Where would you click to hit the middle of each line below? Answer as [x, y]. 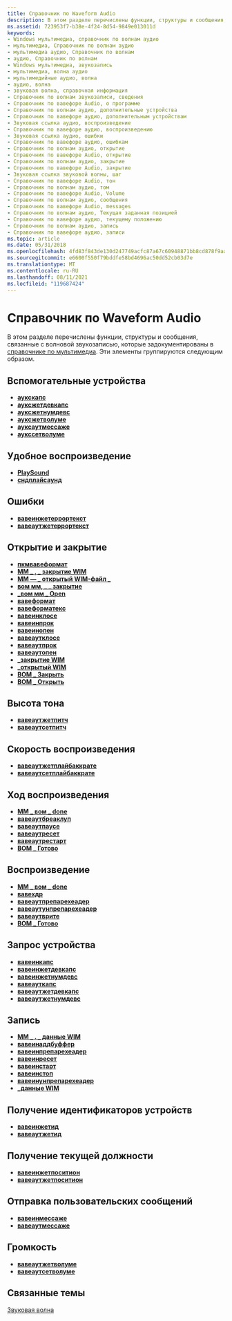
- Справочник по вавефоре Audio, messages [69, 207]
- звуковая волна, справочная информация [68, 91]
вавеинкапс [35, 961]
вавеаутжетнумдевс [49, 998]
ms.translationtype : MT [41, 264]
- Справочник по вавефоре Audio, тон [61, 181]
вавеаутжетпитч [42, 720]
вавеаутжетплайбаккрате [57, 766]
